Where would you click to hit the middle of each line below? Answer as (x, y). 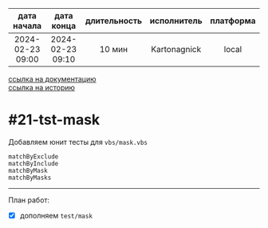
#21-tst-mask (54, 120)
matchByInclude (33, 163)
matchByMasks (30, 178)
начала (28, 26)
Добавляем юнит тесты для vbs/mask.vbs (78, 142)
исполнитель (176, 21)
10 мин (114, 49)
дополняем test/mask (56, 215)
